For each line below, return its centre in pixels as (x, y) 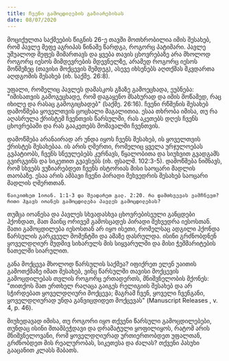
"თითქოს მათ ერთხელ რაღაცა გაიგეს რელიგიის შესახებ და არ (100, 286)
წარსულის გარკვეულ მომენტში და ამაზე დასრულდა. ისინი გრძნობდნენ (112, 236)
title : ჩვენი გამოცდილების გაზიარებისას (66, 13)
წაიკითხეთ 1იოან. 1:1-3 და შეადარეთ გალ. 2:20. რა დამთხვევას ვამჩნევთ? (113, 195)
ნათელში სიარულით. (38, 251)
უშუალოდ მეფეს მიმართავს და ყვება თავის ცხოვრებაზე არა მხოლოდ (109, 54)
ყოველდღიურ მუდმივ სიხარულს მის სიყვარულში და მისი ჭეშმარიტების (111, 243)
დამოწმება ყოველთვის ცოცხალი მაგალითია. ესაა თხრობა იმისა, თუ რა (112, 111)
